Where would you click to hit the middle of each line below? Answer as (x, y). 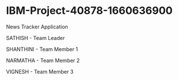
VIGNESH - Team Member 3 (40, 71)
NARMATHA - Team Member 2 (43, 60)
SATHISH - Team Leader (36, 38)
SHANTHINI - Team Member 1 (42, 49)
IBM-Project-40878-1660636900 (90, 11)
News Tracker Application (37, 27)
